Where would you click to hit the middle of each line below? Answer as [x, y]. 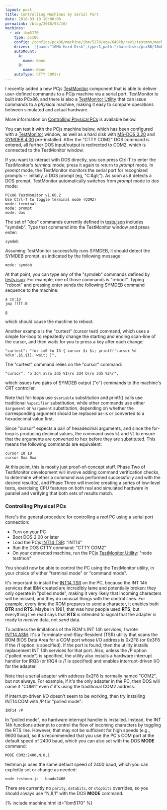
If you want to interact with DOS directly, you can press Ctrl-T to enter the [81, 160]
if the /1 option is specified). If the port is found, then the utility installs [77, 645]
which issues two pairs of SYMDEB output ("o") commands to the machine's [83, 383]
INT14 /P [14, 711]
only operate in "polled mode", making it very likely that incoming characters [83, 593]
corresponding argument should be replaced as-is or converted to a [75, 413]
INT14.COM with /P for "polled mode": [44, 702]
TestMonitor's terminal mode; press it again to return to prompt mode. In [79, 165]
